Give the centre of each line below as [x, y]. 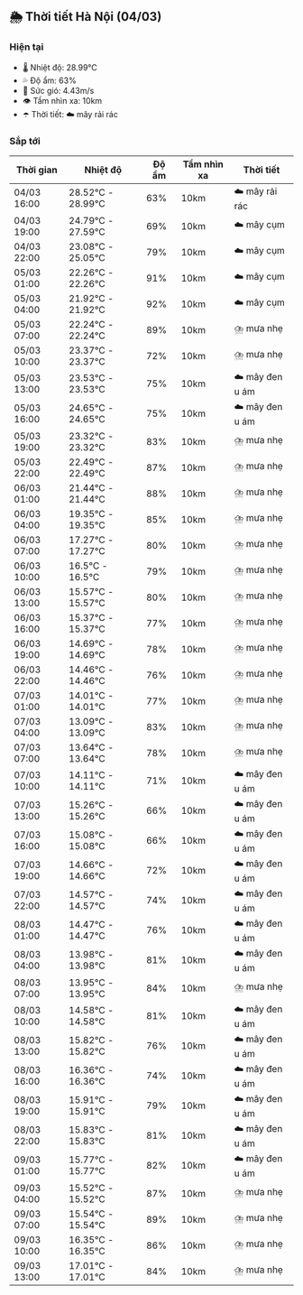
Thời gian [37, 170]
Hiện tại [27, 47]
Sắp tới [25, 141]
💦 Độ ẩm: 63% [49, 80]
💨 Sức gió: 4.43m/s [58, 90]
